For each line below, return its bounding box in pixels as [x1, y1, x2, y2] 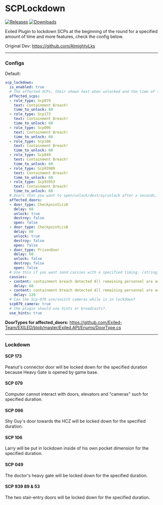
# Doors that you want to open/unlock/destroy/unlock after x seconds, [9, 193, 158, 198]
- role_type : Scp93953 [9, 179, 55, 185]
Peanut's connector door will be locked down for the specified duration [5, 364, 147, 370]
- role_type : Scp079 [9, 98, 51, 103]
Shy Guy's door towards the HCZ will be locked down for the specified [5, 418, 146, 424]
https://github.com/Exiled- [69, 319, 122, 325]
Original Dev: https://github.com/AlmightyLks [5, 43, 96, 49]
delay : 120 [14, 293, 36, 297]
